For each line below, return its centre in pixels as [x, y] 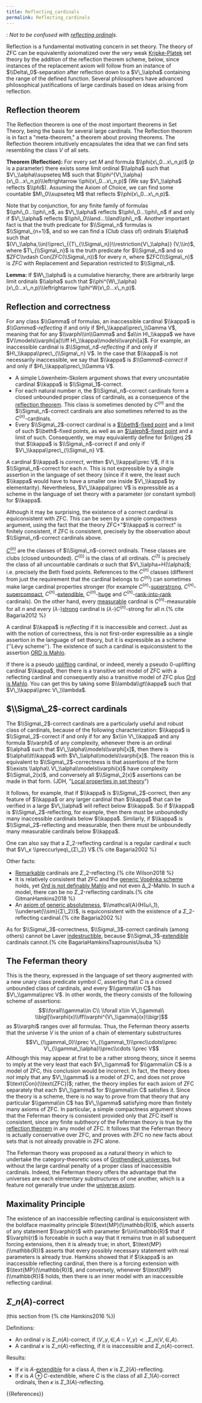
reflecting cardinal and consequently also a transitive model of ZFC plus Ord [101, 677]
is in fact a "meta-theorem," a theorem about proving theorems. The [91, 138]
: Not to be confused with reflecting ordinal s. [62, 34]
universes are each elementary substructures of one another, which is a [96, 1179]
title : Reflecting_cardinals [43, 12]
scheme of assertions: [34, 1001]
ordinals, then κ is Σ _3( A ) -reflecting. [60, 1382]
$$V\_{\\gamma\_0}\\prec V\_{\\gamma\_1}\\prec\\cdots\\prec [101, 1042]
